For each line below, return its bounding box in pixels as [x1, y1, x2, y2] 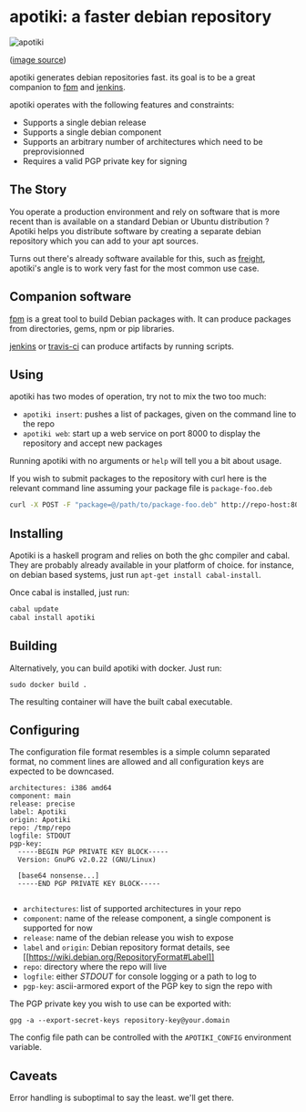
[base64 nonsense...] [17, 871, 100, 880]
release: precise [9, 799, 76, 808]
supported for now [22, 922, 93, 933]
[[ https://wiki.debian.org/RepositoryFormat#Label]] [22, 952, 215, 963]
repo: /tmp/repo [9, 823, 71, 833]
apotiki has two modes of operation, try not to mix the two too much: [9, 391, 267, 402]
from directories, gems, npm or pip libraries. [9, 323, 175, 334]
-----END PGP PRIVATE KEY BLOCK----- [17, 880, 161, 889]
